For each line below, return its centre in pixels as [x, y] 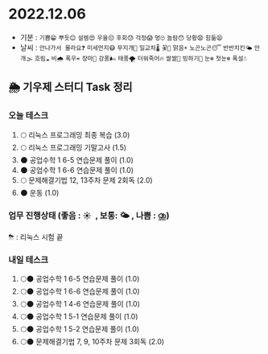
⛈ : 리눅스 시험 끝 [36, 237]
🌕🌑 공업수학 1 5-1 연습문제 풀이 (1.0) [79, 317]
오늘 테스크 [29, 116]
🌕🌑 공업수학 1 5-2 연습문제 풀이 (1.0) [79, 329]
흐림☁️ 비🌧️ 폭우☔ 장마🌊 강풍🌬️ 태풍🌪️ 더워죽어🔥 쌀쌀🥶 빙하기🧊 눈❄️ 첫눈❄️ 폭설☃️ [141, 58]
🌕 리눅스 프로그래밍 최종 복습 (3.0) [75, 134]
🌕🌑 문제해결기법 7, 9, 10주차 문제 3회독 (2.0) [92, 342]
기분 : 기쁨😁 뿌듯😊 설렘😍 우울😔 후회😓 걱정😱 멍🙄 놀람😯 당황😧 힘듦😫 [121, 37]
